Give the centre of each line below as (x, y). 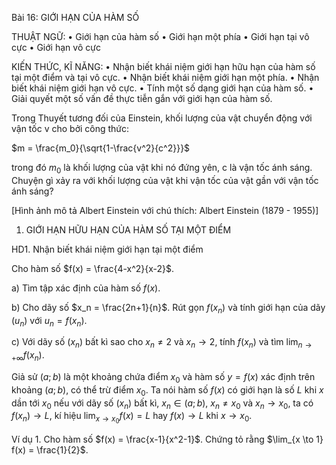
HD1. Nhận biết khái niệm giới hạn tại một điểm (107, 249)
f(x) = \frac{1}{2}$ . (50, 449)
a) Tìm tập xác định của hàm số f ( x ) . (86, 288)
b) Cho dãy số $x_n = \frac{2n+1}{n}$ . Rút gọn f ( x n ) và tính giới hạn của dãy (168, 308)
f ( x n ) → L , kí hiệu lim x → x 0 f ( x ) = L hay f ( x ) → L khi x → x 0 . (132, 418)
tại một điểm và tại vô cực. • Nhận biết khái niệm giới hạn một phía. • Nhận (165, 77)
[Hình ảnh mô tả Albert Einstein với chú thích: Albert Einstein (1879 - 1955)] (165, 210)
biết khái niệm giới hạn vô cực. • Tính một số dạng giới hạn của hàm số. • (162, 88)
